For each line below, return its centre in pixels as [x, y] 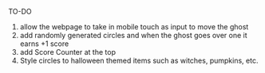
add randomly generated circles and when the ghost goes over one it [133, 35]
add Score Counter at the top [67, 52]
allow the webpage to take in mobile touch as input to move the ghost [134, 27]
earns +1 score [44, 44]
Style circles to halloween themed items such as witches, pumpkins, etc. [139, 60]
